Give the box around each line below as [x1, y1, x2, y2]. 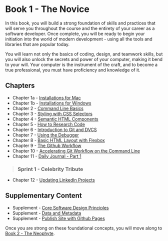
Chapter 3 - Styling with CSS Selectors [12, 110, 92, 116]
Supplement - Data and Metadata [12, 210, 81, 216]
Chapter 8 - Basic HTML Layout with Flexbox [12, 137, 105, 143]
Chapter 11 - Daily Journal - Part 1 [12, 153, 81, 159]
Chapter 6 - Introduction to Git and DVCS [12, 126, 97, 132]
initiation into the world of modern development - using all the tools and [5, 36, 152, 42]
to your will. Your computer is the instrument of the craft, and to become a [5, 61, 158, 67]
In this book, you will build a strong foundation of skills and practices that [5, 20, 156, 26]
